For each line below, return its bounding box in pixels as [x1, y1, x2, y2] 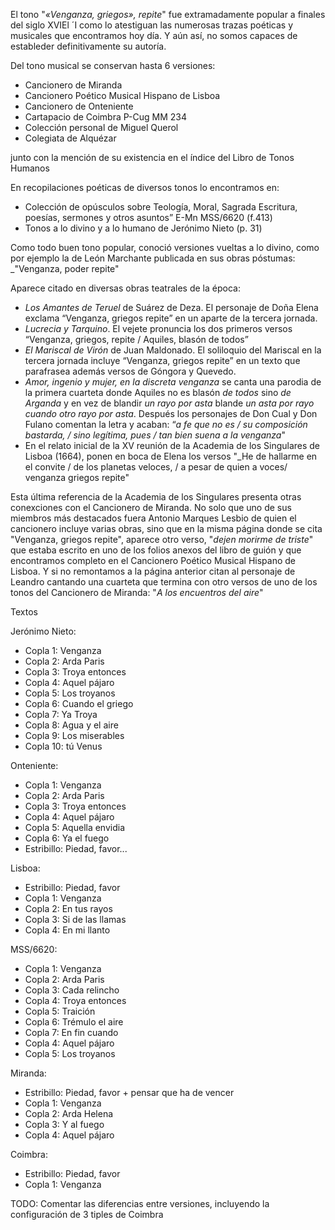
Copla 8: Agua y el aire [24, 719, 119, 731]
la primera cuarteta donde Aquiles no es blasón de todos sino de [24, 387, 292, 398]
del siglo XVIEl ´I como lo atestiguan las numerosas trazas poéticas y [10, 19, 294, 31]
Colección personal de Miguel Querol [24, 122, 179, 133]
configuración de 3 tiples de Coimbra [10, 1209, 164, 1220]
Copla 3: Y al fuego [24, 1119, 105, 1130]
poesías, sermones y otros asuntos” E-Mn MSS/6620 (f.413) [24, 212, 273, 223]
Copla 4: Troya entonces [24, 995, 127, 1006]
